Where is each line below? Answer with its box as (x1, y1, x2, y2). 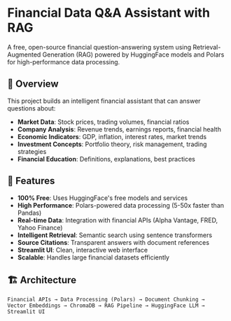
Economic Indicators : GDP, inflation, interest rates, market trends (17, 132, 207, 141)
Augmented (7, 50, 41, 59)
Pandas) (17, 208, 42, 217)
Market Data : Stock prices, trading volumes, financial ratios (17, 117, 190, 126)
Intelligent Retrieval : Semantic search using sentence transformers (17, 231, 212, 239)
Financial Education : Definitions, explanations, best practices (17, 155, 196, 163)
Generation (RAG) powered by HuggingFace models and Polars (42, 50, 225, 59)
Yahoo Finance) (17, 223, 63, 231)
